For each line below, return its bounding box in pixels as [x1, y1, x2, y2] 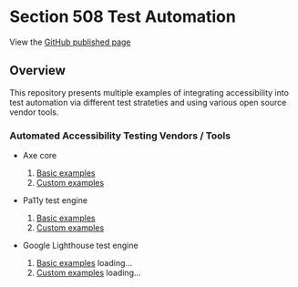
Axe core [22, 150, 57, 161]
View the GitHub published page [9, 36, 131, 47]
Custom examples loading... [36, 267, 141, 279]
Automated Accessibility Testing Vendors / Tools [9, 129, 231, 142]
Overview [9, 63, 67, 78]
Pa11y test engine [22, 195, 88, 206]
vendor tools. [9, 107, 59, 118]
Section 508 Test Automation [9, 6, 237, 27]
